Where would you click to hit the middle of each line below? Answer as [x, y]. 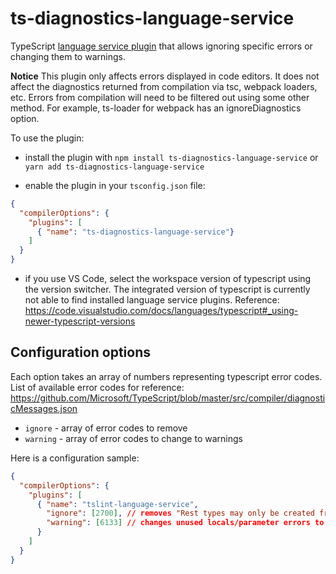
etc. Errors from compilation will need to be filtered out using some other [160, 97]
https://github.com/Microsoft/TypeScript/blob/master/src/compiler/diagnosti [168, 398]
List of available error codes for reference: [97, 387]
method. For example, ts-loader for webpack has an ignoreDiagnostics [156, 108]
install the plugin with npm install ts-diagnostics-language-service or [171, 157]
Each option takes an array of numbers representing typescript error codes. [166, 376]
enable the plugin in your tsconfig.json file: [115, 185]
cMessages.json [44, 408]
